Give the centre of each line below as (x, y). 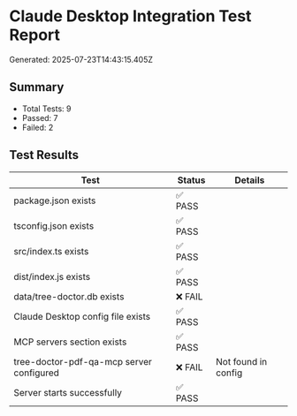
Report (34, 35)
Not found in (241, 361)
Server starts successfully (68, 392)
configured (37, 373)
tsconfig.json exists (54, 225)
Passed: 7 (40, 117)
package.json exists (55, 200)
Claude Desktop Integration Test (130, 16)
